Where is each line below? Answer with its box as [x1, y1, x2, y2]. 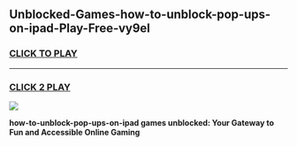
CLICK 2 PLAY [9, 81, 71, 93]
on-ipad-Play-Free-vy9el [9, 21, 150, 36]
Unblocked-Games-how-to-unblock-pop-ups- [9, 7, 271, 22]
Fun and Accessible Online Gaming [9, 127, 141, 137]
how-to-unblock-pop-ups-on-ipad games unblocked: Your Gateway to [9, 117, 274, 127]
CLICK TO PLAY [9, 48, 78, 60]
